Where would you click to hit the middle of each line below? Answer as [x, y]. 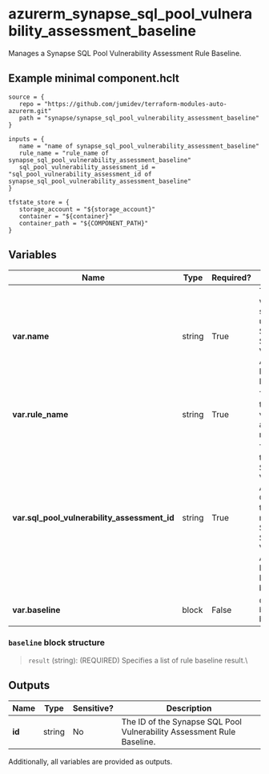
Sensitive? [93, 708]
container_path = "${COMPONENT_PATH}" [84, 223]
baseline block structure [57, 642]
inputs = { [26, 139]
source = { [26, 97]
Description [189, 708]
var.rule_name [40, 414]
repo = [30, 104]
